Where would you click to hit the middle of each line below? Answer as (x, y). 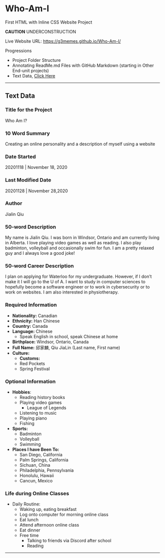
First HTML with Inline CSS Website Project (49, 22)
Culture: (21, 353)
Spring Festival (35, 369)
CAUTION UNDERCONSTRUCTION (41, 31)
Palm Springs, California (44, 460)
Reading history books (42, 397)
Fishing (27, 423)
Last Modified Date (28, 180)
